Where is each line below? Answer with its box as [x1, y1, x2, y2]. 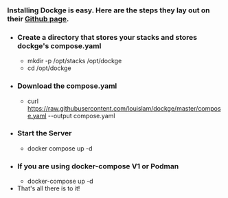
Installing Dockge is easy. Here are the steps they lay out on [7, 5, 211, 15]
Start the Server [16, 129, 72, 138]
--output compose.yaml [47, 111, 115, 120]
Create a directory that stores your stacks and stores [16, 32, 198, 42]
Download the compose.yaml [16, 81, 117, 91]
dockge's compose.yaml [16, 41, 102, 50]
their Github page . [7, 14, 69, 23]
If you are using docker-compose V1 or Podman [16, 161, 179, 170]
